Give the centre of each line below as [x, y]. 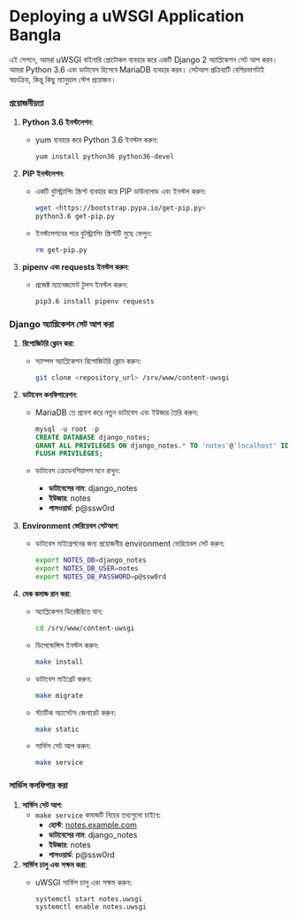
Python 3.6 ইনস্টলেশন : [58, 122]
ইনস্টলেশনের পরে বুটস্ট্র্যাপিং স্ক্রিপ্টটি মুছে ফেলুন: [94, 233]
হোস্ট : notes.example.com [92, 824]
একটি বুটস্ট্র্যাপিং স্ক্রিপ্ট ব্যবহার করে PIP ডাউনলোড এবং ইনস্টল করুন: [121, 191]
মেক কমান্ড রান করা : [47, 594]
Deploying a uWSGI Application [127, 16]
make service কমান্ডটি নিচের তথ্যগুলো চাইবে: [98, 815]
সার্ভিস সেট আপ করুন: [63, 746]
